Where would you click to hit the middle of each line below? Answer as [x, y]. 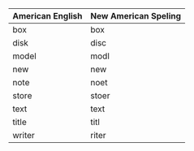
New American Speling [136, 16]
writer [24, 135]
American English [47, 16]
